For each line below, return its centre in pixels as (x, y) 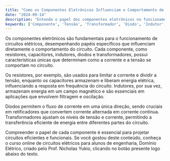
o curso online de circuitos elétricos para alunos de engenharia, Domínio (81, 143)
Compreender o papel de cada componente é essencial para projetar (77, 133)
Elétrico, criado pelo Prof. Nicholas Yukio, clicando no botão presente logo (83, 149)
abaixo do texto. (22, 154)
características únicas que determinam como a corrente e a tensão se (78, 60)
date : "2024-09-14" (26, 15)
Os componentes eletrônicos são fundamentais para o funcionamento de (81, 38)
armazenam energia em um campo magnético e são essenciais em (75, 91)
